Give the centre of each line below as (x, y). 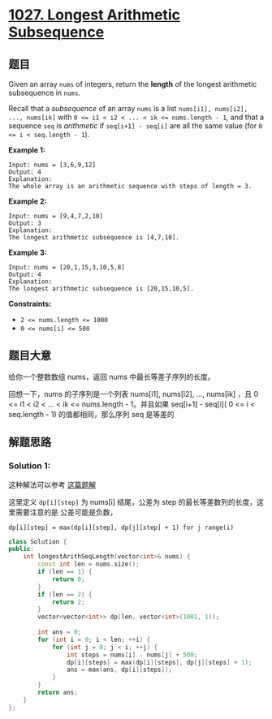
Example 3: (28, 252)
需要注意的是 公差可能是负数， (66, 512)
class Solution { (38, 541)
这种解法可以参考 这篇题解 (52, 484)
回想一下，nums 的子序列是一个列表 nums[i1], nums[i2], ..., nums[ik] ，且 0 (134, 394)
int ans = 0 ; (60, 632)
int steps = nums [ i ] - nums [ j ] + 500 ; (132, 655)
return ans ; (58, 692)
